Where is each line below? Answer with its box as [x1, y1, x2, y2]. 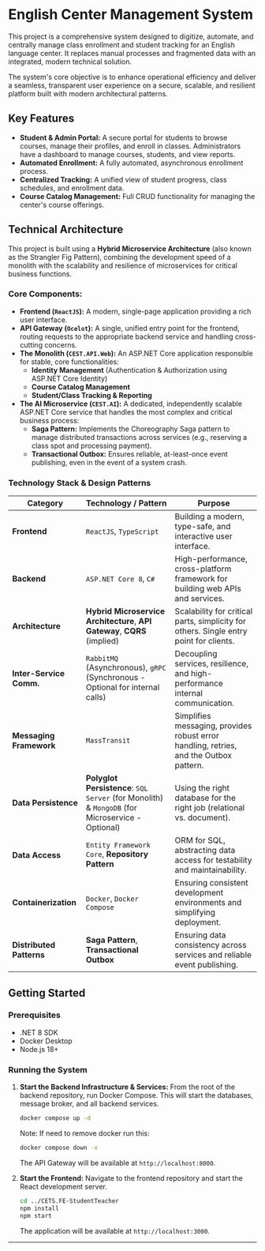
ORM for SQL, [174, 835, 226, 846]
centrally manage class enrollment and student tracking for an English [8, 39, 235, 49]
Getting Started [8, 986, 86, 1000]
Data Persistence [12, 798, 79, 809]
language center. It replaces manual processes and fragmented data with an [8, 48, 256, 58]
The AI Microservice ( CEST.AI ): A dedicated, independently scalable [19, 399, 243, 408]
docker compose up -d [19, 1114, 91, 1122]
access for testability [174, 855, 252, 866]
